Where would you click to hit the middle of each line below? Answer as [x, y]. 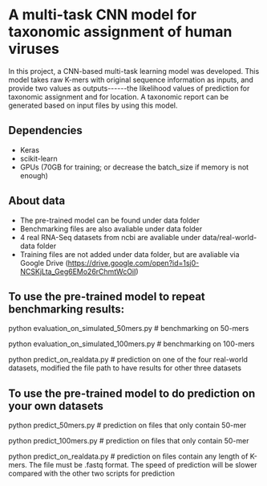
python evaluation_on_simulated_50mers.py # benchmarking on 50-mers [129, 329]
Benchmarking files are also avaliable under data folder [111, 229]
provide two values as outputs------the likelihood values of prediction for [129, 88]
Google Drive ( [44, 263]
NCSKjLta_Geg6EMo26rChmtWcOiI [78, 272]
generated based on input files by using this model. [93, 105]
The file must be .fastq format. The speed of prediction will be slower [144, 465]
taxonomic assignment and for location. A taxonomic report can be [119, 96]
